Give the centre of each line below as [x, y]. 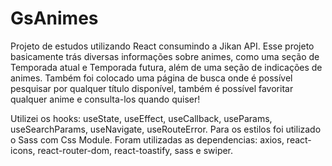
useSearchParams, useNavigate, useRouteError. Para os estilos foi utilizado [166, 129]
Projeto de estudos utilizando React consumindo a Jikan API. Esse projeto [162, 46]
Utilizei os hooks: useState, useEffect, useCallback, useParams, [141, 118]
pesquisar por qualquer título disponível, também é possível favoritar [152, 88]
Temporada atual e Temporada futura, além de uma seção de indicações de [166, 67]
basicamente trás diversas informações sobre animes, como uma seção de [165, 56]
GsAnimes [54, 18]
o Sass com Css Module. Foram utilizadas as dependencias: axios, [147, 139]
